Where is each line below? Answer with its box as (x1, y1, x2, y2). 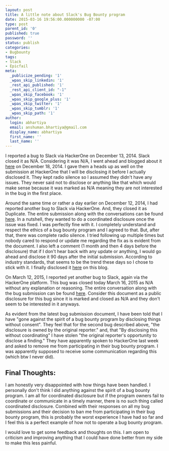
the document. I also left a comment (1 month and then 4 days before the (5, 243, 157, 249)
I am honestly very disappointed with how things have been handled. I (5, 382, 151, 388)
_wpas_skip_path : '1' (10, 111, 55, 116)
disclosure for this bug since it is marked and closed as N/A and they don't (5, 296, 160, 302)
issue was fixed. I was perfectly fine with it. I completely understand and (5, 222, 155, 228)
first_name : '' (10, 134, 42, 139)
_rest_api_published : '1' (10, 82, 65, 87)
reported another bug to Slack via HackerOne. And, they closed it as (5, 206, 147, 212)
